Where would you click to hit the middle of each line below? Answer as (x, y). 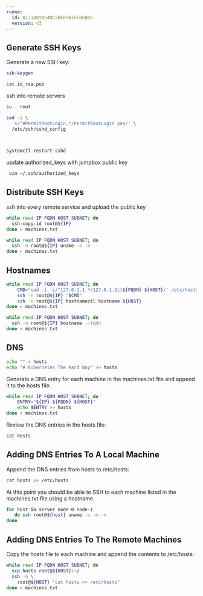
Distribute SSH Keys (45, 192)
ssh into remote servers (36, 96)
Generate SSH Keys (44, 47)
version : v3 (27, 23)
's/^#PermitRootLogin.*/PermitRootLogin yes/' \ (74, 123)
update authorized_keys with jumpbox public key (67, 162)
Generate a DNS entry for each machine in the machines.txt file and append (101, 379)
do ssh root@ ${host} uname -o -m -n (60, 515)
